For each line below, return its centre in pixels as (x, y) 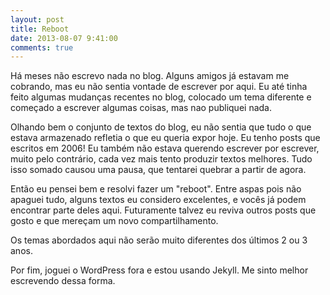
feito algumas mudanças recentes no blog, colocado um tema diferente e (161, 97)
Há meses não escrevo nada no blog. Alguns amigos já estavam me (150, 76)
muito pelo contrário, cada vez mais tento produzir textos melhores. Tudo (161, 159)
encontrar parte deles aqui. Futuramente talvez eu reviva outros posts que (163, 210)
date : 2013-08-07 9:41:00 (64, 38)
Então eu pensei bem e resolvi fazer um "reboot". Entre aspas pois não (156, 189)
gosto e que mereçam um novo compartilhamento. (114, 221)
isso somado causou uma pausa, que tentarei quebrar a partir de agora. (158, 170)
